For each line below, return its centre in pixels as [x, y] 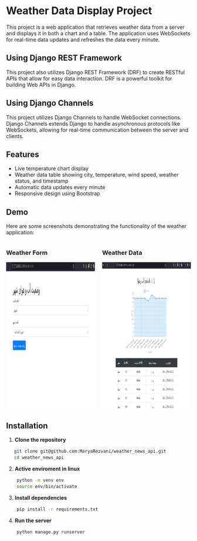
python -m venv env [40, 480]
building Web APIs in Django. [41, 85]
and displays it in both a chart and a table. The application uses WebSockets [98, 33]
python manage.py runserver [51, 532]
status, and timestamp [41, 181]
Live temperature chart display [52, 169]
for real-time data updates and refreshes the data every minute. [83, 39]
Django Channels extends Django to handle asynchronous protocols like [93, 123]
